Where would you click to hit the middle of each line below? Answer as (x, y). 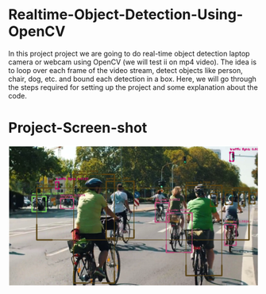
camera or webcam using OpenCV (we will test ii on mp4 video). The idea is (132, 62)
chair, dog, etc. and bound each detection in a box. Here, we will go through (132, 79)
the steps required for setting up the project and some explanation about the (133, 87)
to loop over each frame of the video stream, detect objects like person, (126, 70)
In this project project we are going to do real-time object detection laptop (129, 53)
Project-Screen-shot (78, 128)
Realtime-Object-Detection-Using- (126, 15)
